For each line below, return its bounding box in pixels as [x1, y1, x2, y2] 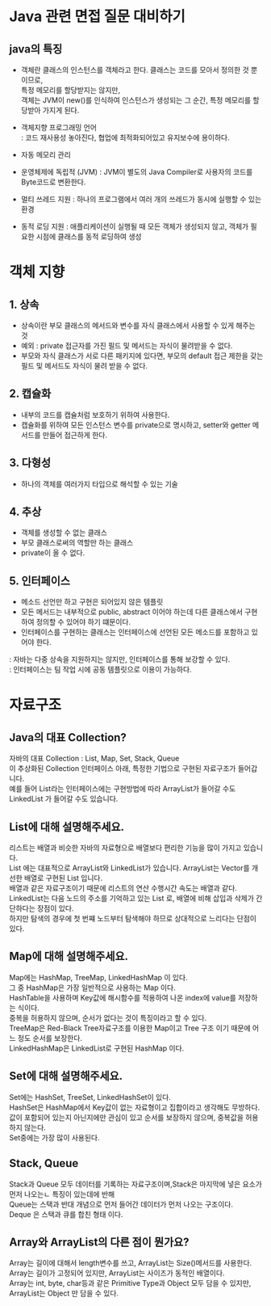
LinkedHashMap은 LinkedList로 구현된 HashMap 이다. [9, 1043, 185, 1053]
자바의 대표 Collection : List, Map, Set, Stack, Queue [9, 753, 180, 764]
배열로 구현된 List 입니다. [23, 874, 103, 883]
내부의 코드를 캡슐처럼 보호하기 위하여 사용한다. [20, 410, 170, 419]
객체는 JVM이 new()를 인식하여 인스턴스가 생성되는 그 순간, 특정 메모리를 [20, 95, 252, 105]
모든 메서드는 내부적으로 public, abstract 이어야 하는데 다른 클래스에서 [20, 607, 243, 617]
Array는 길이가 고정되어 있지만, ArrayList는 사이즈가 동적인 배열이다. [9, 1268, 225, 1278]
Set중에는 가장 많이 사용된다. [9, 1132, 100, 1142]
